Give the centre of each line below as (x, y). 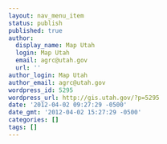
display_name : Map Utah (55, 46)
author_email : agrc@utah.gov (57, 82)
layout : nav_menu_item (46, 16)
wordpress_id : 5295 (41, 90)
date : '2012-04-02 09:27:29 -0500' (68, 105)
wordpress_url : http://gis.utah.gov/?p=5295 (84, 98)
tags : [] (23, 127)
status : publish (35, 23)
